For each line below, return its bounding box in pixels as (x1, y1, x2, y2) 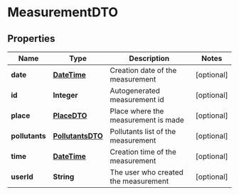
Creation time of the (110, 147, 176, 157)
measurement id (110, 95, 165, 104)
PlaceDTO (53, 111, 87, 121)
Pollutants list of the (110, 127, 176, 136)
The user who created (110, 167, 184, 177)
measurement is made (110, 115, 185, 125)
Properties (7, 33, 55, 45)
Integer (53, 90, 78, 100)
